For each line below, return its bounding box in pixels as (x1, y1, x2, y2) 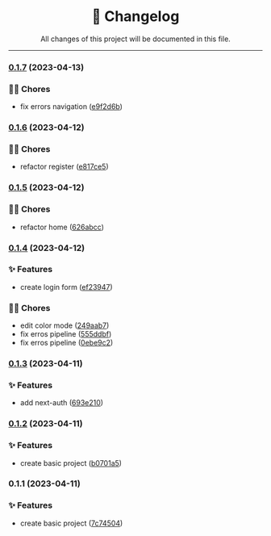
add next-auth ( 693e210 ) (19, 398, 103, 408)
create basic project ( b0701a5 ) (19, 458, 123, 467)
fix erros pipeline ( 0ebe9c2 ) (19, 338, 114, 348)
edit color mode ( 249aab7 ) (19, 320, 110, 330)
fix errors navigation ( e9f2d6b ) (19, 102, 123, 111)
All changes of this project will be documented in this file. (40, 34, 231, 44)
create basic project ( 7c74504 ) (19, 518, 123, 528)
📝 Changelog (91, 7, 180, 26)
